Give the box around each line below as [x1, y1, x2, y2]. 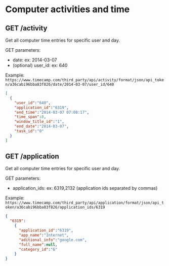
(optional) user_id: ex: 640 [12, 62, 68, 68]
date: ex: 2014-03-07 [12, 57, 57, 63]
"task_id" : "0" [14, 128, 44, 134]
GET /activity [5, 24, 48, 32]
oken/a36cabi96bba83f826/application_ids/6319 [5, 205, 105, 210]
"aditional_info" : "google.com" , [18, 237, 87, 242]
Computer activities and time [5, 4, 130, 15]
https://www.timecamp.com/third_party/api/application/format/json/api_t [5, 201, 164, 206]
